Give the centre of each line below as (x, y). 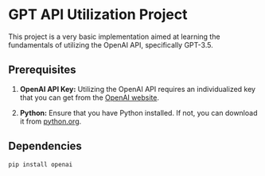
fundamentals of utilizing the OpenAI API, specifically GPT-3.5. (111, 44)
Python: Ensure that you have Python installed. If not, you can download (138, 113)
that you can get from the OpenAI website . (89, 98)
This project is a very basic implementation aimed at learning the (114, 36)
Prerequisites (42, 70)
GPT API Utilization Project (98, 15)
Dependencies (45, 146)
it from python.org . (51, 121)
